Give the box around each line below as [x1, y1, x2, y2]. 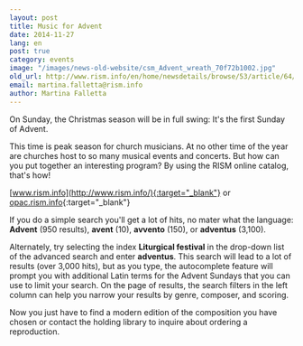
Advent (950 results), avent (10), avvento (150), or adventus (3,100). [9, 223, 266, 235]
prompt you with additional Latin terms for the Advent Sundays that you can [9, 270, 290, 281]
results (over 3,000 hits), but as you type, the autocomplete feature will [9, 260, 273, 271]
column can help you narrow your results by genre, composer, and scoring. [9, 289, 289, 300]
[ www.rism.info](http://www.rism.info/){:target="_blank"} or [9, 187, 232, 198]
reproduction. [9, 326, 60, 337]
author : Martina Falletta [9, 89, 106, 98]
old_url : [9, 72, 42, 81]
